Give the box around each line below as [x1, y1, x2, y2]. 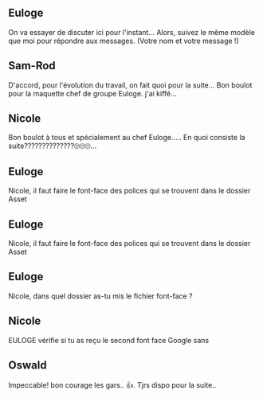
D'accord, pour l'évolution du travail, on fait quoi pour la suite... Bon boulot [8, 80, 253, 90]
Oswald [8, 358, 47, 373]
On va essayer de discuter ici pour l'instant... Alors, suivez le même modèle [8, 27, 255, 37]
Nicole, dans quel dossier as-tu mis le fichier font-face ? [8, 291, 193, 301]
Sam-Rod [8, 59, 56, 72]
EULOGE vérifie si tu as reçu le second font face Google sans [8, 335, 210, 345]
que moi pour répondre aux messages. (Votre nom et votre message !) [8, 36, 239, 45]
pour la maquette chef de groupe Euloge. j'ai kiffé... [8, 88, 177, 98]
